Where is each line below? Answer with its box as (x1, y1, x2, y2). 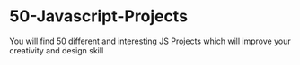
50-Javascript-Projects (9, 6, 189, 27)
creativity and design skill (9, 45, 104, 55)
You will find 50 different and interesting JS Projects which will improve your (9, 36, 291, 46)
